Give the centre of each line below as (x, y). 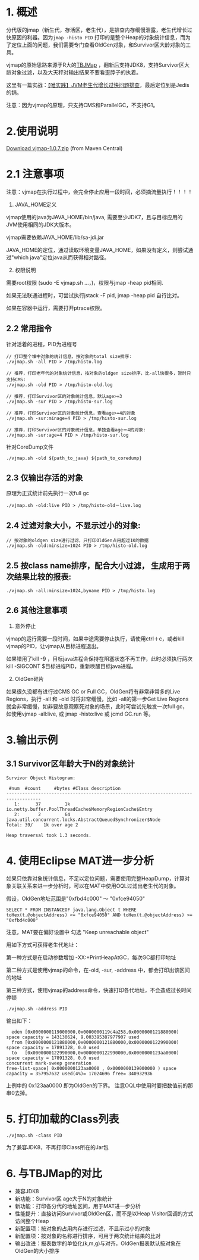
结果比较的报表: (43, 576)
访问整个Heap (32, 1221)
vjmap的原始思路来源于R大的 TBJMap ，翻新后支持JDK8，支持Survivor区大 (98, 65)
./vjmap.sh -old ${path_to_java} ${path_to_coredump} (74, 458)
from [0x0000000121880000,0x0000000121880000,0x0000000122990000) (95, 1042)
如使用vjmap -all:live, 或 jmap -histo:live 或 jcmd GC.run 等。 (80, 714)
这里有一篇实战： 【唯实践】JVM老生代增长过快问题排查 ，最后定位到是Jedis (98, 85)
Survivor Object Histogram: (41, 778)
